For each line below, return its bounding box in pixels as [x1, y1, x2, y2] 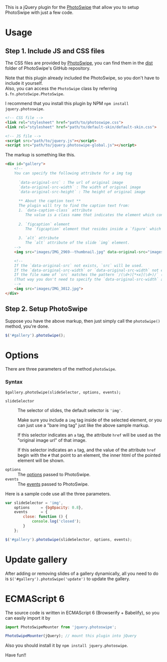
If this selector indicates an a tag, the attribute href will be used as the [17, 432, 161, 438]
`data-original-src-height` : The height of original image [18, 189, 146, 194]
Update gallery [5, 554, 68, 565]
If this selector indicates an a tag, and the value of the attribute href [17, 447, 156, 453]
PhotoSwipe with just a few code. [5, 9, 74, 15]
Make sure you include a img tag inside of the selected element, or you [17, 417, 162, 423]
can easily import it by [5, 615, 51, 621]
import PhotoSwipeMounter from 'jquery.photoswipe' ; [5, 625, 117, 630]
